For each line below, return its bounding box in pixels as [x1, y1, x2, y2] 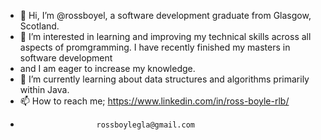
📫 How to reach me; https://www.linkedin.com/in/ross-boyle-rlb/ [19, 95, 290, 107]
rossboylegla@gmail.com [96, 120, 195, 130]
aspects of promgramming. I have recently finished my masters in [19, 41, 291, 53]
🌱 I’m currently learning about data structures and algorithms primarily [19, 73, 310, 85]
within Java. [19, 84, 70, 95]
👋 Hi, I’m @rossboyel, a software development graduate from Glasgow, [19, 10, 312, 21]
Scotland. [19, 20, 60, 32]
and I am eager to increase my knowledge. [19, 63, 196, 74]
